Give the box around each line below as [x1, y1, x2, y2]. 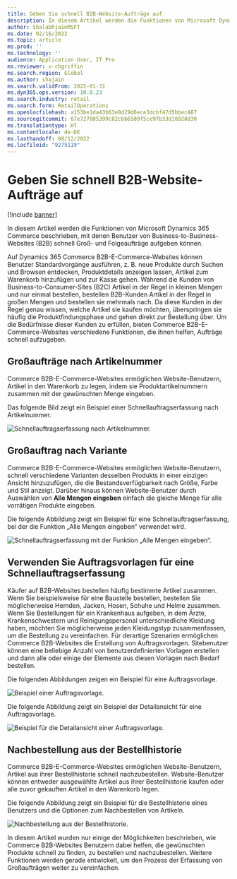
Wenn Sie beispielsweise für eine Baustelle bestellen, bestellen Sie [7, 594, 201, 602]
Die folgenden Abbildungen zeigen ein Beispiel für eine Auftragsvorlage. [7, 675, 217, 683]
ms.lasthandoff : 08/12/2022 [7, 135, 90, 142]
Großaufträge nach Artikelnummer [7, 356, 163, 368]
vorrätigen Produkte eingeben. [7, 501, 97, 509]
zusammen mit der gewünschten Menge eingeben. [7, 389, 155, 397]
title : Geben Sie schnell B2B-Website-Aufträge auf [7, 10, 162, 18]
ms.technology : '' [7, 50, 61, 57]
